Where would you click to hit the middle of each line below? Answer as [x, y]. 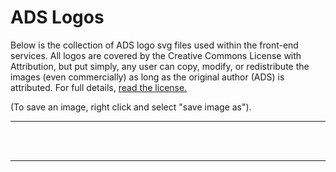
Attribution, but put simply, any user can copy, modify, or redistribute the [160, 66]
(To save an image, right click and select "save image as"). [131, 107]
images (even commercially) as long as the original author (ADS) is [147, 77]
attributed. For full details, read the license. [99, 87]
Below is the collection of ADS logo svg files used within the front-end [154, 45]
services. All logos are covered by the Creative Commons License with [156, 55]
